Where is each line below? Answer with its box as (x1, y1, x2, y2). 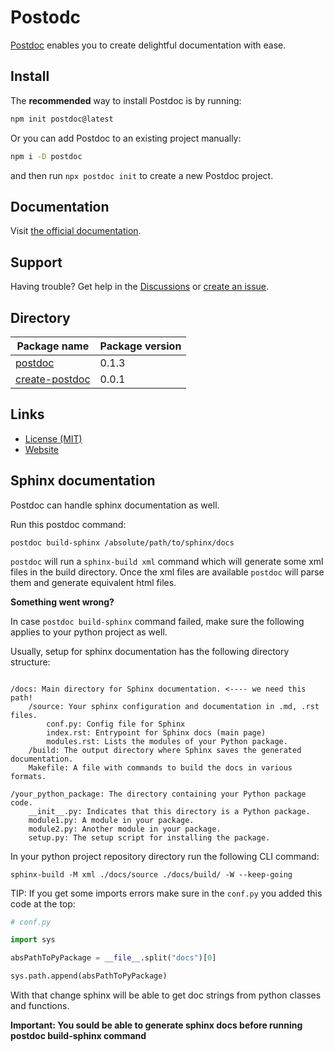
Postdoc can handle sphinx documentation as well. (10, 499, 220, 511)
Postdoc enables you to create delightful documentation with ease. (10, 39, 287, 51)
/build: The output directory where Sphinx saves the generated (28, 745, 302, 755)
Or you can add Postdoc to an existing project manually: (10, 132, 242, 144)
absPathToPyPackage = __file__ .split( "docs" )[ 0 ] (10, 953, 217, 963)
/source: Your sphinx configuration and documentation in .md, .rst (28, 701, 320, 711)
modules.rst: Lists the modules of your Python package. (46, 736, 288, 746)
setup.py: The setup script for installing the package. (28, 832, 271, 843)
